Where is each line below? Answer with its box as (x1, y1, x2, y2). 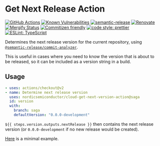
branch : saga (14, 108, 40, 113)
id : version (9, 99, 34, 104)
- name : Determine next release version (5, 90, 88, 95)
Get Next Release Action (5, 3, 105, 15)
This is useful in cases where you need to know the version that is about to (5, 53, 155, 59)
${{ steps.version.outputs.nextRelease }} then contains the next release (5, 121, 154, 127)
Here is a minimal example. (5, 135, 59, 141)
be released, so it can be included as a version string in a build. (5, 58, 131, 64)
